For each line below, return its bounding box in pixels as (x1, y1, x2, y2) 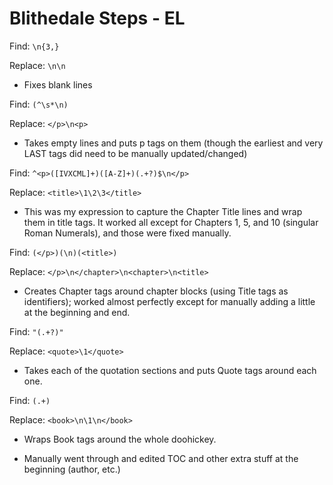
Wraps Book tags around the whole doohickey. (23, 433, 217, 445)
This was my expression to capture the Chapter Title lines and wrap (23, 205, 303, 217)
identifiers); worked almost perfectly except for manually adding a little (23, 295, 316, 307)
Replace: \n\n (9, 59, 66, 71)
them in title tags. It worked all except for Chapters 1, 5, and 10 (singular (23, 216, 319, 228)
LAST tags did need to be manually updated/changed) (23, 147, 248, 159)
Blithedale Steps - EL (9, 7, 186, 30)
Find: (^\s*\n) (9, 98, 69, 110)
